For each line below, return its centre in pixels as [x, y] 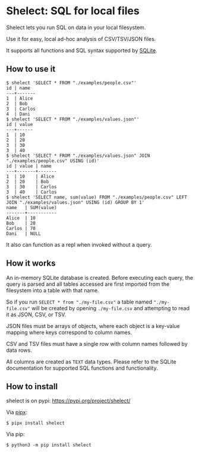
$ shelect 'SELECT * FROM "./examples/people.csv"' [71, 83]
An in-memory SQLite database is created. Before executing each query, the [100, 278]
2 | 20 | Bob [28, 182]
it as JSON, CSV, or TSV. [36, 314]
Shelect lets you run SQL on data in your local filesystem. [76, 27]
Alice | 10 [21, 218]
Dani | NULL [24, 234]
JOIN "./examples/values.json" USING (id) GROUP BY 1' [75, 202]
